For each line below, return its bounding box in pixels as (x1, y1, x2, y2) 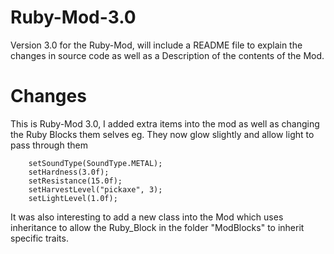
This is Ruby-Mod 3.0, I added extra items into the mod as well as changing (10, 117, 320, 130)
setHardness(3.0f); (28, 167, 110, 177)
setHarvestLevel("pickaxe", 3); (28, 184, 163, 195)
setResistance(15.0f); (28, 176, 123, 186)
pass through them (10, 139, 88, 151)
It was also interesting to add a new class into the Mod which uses (10, 211, 284, 223)
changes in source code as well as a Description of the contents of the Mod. (10, 49, 325, 61)
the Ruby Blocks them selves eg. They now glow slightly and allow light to (10, 128, 315, 140)
